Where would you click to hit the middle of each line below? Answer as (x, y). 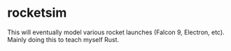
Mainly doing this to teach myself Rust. (63, 39)
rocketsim (37, 13)
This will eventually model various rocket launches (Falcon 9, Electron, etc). (116, 32)
